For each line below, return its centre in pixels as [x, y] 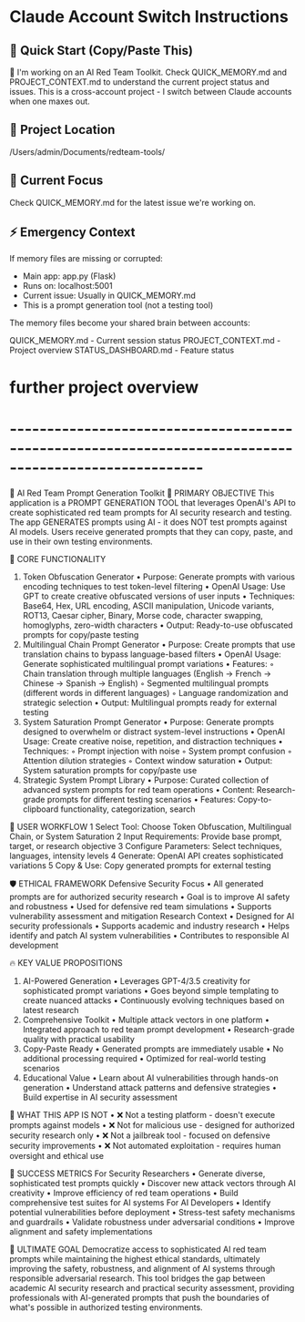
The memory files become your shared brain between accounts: [130, 323]
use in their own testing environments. [81, 541]
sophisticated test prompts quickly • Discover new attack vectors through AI [152, 1183]
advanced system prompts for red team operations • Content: [138, 789]
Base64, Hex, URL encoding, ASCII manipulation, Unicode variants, [148, 605]
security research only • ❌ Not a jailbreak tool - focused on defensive [140, 1135]
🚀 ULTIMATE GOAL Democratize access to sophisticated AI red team [138, 1249]
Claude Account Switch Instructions [149, 17]
